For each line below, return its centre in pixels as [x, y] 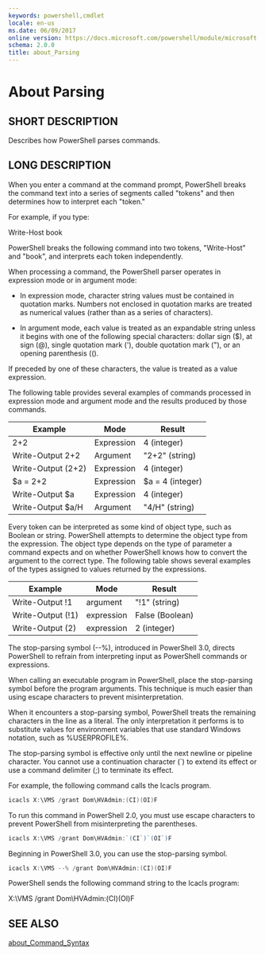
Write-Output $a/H [48, 507]
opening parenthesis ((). [59, 353]
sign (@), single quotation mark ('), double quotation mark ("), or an [130, 345]
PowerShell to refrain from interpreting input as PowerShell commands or [128, 656]
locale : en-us [32, 23]
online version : [35, 38]
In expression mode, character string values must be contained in [127, 295]
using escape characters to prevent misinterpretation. [96, 696]
